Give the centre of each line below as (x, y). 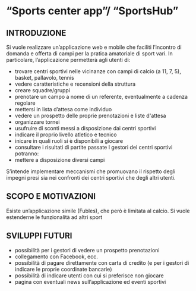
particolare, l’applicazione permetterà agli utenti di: (68, 60)
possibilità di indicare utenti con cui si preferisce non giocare (89, 276)
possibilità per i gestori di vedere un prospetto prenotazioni (87, 250)
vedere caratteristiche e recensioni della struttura (75, 84)
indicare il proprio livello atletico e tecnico (66, 134)
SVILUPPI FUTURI (39, 236)
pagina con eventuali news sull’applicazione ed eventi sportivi (90, 281)
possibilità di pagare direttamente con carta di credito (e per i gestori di (102, 262)
